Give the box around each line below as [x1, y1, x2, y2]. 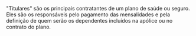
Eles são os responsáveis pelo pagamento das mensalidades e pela [6, 11, 170, 18]
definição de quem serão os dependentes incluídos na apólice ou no [6, 17, 173, 24]
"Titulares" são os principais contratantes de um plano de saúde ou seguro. [6, 5, 190, 12]
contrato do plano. [6, 23, 51, 30]
